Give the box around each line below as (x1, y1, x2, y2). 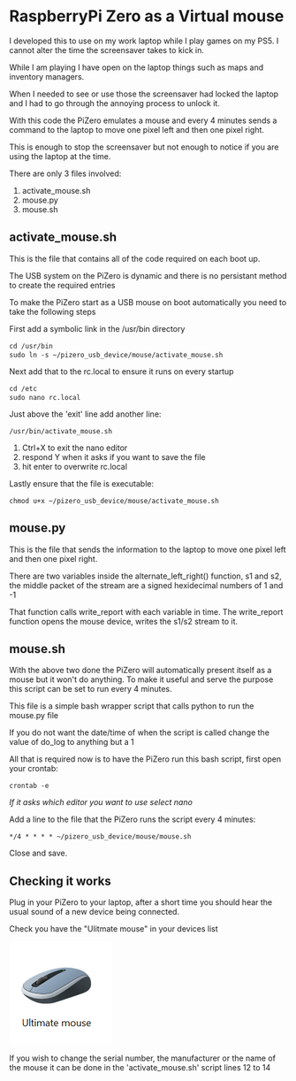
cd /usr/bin (9, 341, 53, 350)
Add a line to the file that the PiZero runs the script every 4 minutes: (9, 814, 256, 824)
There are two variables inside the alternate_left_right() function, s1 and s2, (9, 571, 282, 581)
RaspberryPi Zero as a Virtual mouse (9, 6, 285, 27)
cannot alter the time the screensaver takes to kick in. (9, 44, 205, 55)
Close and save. (9, 847, 68, 859)
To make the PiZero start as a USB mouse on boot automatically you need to (9, 296, 287, 307)
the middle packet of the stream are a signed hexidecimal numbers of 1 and (9, 579, 284, 590)
